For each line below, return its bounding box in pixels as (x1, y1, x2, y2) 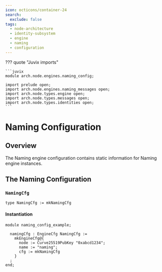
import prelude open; (5, 82, 51, 87)
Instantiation (5, 211, 33, 217)
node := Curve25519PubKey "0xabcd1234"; (18, 240, 106, 245)
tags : (5, 21, 17, 27)
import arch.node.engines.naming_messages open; (5, 87, 110, 92)
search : (5, 12, 22, 17)
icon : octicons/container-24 (5, 7, 67, 13)
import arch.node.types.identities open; (5, 100, 94, 105)
